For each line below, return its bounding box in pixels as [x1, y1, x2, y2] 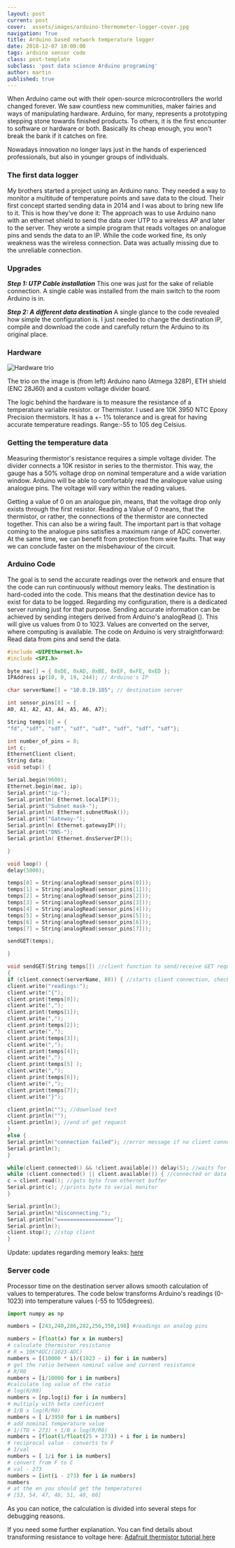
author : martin [7, 69, 52, 76]
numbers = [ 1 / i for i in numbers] [7, 1453, 111, 1460]
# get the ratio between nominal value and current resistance [7, 1361, 196, 1369]
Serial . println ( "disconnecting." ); [7, 1210, 111, 1217]
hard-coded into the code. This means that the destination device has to [7, 590, 215, 598]
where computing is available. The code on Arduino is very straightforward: [7, 627, 225, 636]
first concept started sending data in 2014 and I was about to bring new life [7, 201, 224, 210]
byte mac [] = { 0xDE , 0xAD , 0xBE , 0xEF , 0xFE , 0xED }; [7, 667, 171, 675]
